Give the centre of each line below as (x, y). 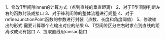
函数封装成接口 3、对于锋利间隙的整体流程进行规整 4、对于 (74, 13)
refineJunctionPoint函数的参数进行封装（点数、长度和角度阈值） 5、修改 (79, 19)
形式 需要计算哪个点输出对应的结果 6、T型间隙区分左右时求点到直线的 (84, 25)
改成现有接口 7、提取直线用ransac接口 (48, 31)
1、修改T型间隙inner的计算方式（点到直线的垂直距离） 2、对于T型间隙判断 (81, 7)
